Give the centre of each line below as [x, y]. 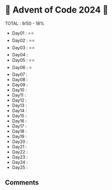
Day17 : [19, 126]
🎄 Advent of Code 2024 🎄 [57, 10]
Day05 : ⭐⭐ [23, 60]
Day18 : [19, 131]
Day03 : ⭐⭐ [23, 48]
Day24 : [20, 162]
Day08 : [20, 79]
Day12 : [19, 100]
